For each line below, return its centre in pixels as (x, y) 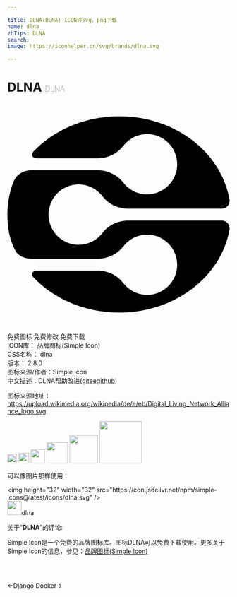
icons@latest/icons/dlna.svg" (50, 497)
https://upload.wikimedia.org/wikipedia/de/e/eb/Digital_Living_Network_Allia (119, 404)
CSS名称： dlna (30, 355)
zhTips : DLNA (26, 33)
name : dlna (23, 26)
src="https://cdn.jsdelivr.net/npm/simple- (157, 490)
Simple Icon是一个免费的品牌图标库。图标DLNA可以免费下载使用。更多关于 (116, 543)
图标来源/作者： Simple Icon (47, 372)
